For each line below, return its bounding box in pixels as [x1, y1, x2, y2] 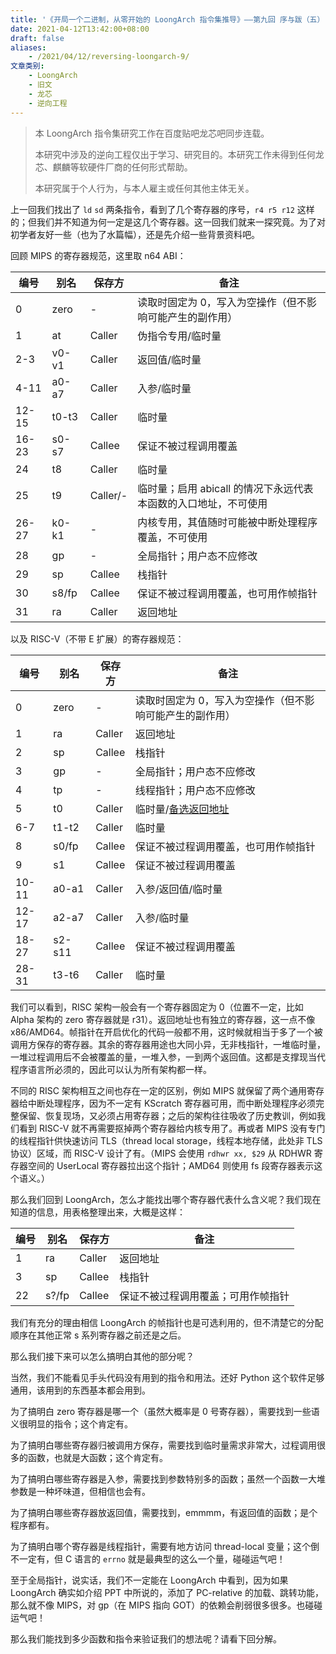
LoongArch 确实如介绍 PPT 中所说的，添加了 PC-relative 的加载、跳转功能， [10, 1586, 324, 1598]
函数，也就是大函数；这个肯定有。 [27, 1451, 168, 1463]
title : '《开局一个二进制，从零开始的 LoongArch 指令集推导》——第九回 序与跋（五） [10, 14, 325, 25]
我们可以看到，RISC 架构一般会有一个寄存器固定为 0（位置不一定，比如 [10, 1001, 304, 1013]
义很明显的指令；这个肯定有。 [10, 1417, 133, 1430]
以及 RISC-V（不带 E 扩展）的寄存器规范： [10, 632, 185, 645]
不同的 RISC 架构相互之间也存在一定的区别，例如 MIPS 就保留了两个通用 [10, 1084, 308, 1096]
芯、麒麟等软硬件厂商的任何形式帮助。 [34, 161, 193, 173]
